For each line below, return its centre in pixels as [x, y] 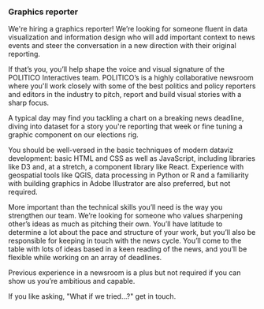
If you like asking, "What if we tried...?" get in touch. [92, 296]
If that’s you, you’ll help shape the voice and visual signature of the [116, 69]
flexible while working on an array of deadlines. [85, 258]
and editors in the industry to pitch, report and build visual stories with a [125, 95]
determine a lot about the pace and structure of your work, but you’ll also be [132, 233]
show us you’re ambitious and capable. [72, 281]
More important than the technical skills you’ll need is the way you [115, 207]
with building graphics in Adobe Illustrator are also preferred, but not [119, 184]
